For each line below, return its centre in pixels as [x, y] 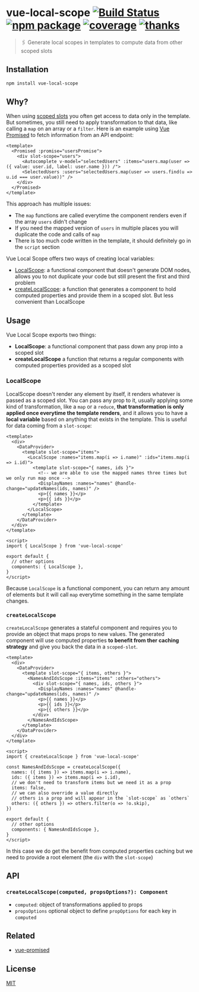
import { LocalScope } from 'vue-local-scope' [65, 546]
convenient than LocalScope [50, 302]
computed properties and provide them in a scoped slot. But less [94, 295]
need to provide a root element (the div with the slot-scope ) [80, 857]
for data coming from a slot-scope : [49, 425]
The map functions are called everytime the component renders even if [101, 216]
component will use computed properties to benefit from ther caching [93, 640]
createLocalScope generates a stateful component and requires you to [92, 628]
